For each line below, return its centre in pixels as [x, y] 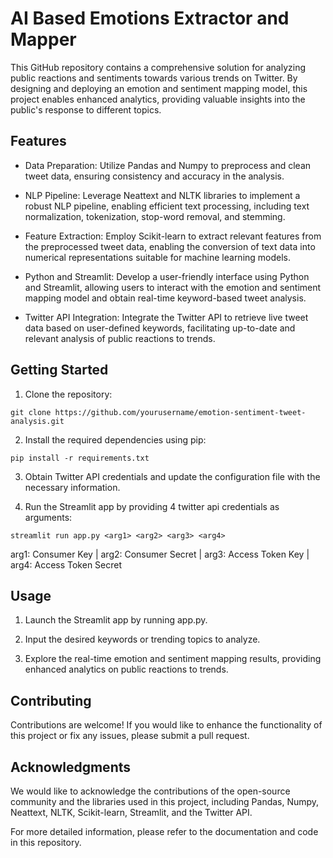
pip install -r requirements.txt [80, 458]
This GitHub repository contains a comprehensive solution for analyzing [158, 67]
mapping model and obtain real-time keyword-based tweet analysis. [165, 298]
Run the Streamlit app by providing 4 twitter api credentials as [152, 506]
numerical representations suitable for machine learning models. [158, 257]
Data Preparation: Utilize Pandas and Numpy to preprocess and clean [168, 165]
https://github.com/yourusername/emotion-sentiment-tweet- [180, 412]
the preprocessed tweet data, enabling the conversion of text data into [170, 246]
